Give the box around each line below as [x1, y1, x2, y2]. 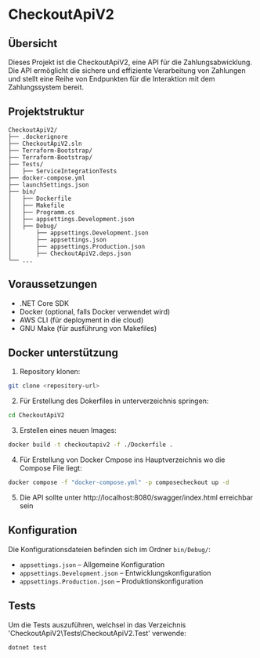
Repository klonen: [19, 367, 81, 376]
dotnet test [8, 643, 47, 652]
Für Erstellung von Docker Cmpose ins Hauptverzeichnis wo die [19, 455, 226, 464]
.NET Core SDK [19, 298, 70, 307]
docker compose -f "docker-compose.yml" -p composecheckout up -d [8, 478, 229, 487]
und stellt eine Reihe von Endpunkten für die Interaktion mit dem [8, 75, 215, 83]
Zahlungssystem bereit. [8, 82, 85, 92]
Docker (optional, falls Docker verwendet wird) [19, 307, 171, 316]
